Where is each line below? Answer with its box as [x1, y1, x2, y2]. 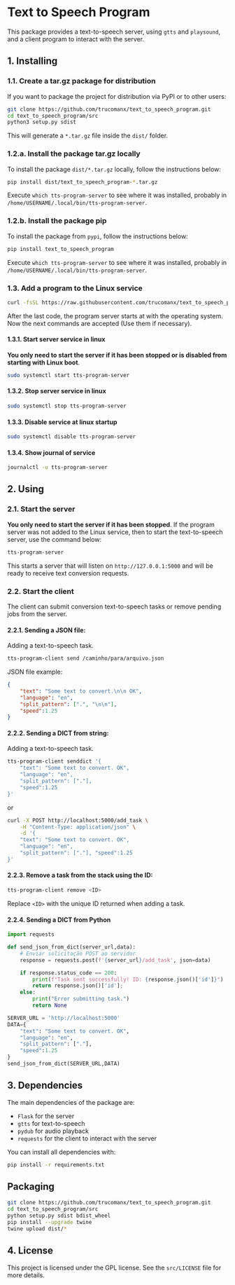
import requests [7, 931, 55, 938]
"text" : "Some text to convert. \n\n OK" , [20, 688, 142, 695]
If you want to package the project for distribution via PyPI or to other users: [7, 92, 227, 100]
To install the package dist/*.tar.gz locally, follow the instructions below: [7, 165, 222, 173]
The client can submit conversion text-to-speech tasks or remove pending [7, 602, 222, 611]
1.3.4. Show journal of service [7, 448, 96, 456]
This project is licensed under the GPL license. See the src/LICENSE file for [7, 1263, 222, 1272]
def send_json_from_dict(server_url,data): [7, 944, 136, 951]
